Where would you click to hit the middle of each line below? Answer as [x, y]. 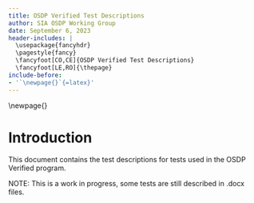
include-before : [35, 75]
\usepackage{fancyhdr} [53, 46]
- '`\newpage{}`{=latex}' [51, 82]
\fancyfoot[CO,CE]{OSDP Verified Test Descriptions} [105, 61]
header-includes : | [41, 38]
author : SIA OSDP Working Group [62, 23]
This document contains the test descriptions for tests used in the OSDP [127, 160]
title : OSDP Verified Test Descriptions [77, 16]
